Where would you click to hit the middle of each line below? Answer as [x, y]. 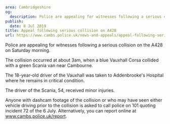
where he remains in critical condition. [45, 81]
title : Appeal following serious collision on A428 [61, 31]
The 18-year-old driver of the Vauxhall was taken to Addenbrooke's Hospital [84, 75]
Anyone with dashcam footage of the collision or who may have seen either [84, 100]
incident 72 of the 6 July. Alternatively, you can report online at [71, 111]
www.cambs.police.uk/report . [36, 116]
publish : [14, 21]
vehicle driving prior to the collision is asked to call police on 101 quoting [80, 105]
